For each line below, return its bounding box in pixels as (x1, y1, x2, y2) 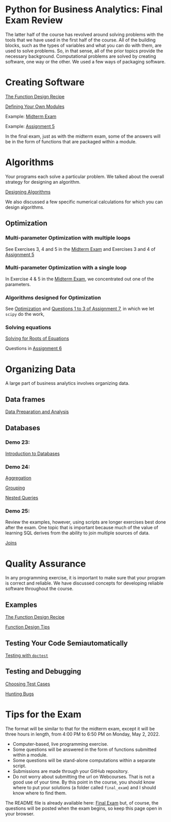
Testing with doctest (5, 652, 48, 658)
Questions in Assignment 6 (5, 345, 62, 352)
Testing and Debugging (5, 667, 82, 676)
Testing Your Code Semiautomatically (5, 639, 128, 647)
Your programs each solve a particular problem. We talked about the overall (5, 173, 164, 180)
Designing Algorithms (5, 188, 51, 195)
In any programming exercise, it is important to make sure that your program (5, 575, 166, 581)
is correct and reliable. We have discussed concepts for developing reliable (5, 580, 164, 587)
